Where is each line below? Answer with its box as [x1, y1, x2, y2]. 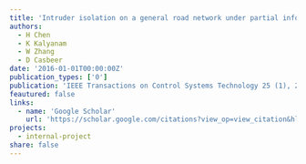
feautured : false [9, 89, 76, 98]
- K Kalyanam [17, 38, 67, 48]
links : [9, 97, 35, 108]
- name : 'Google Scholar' [17, 107, 117, 116]
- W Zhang [17, 47, 55, 56]
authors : [9, 22, 43, 31]
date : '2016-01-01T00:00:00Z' [9, 65, 125, 74]
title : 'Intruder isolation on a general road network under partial [9, 13, 280, 23]
